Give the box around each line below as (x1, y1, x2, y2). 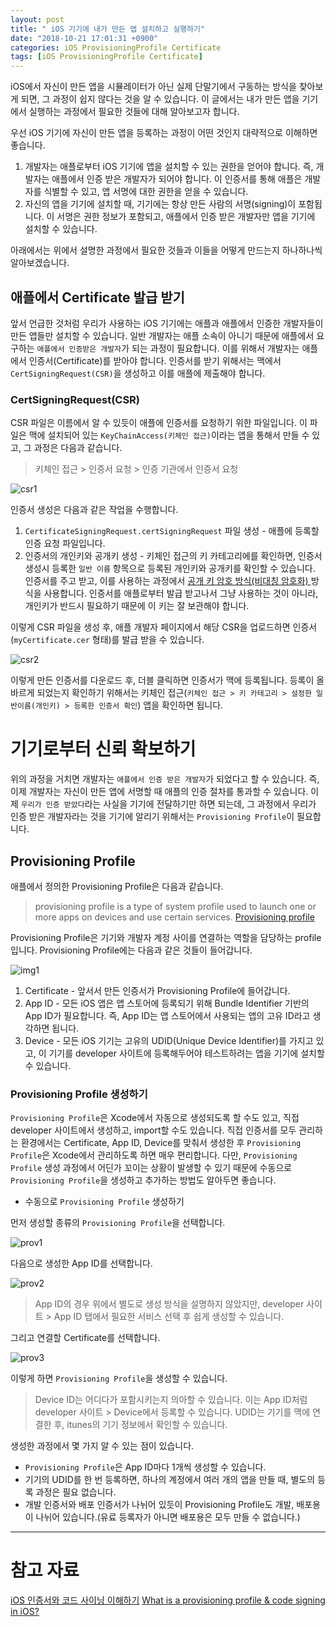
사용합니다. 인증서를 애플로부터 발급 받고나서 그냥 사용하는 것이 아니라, (43, 587, 319, 600)
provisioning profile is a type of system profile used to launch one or (34, 900, 317, 912)
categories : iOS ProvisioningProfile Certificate (10, 42, 222, 53)
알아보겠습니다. (10, 257, 70, 269)
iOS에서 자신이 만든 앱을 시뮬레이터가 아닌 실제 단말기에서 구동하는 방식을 (10, 81, 297, 93)
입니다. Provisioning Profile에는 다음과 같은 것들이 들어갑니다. (10, 944, 253, 956)
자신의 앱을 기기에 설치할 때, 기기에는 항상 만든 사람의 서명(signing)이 (24, 198, 297, 210)
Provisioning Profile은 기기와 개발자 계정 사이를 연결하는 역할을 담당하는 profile (10, 931, 322, 943)
